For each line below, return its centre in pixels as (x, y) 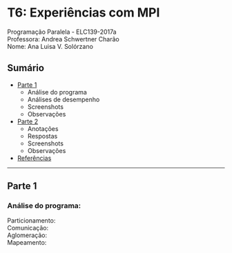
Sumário (26, 68)
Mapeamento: (27, 243)
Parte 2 (28, 121)
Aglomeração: (27, 235)
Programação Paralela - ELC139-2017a (62, 32)
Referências (34, 158)
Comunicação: (28, 228)
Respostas (42, 136)
